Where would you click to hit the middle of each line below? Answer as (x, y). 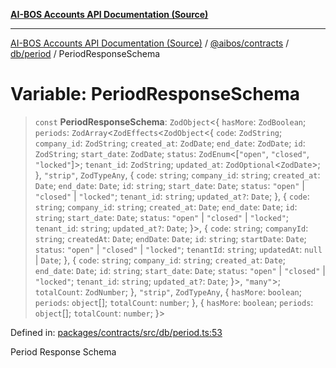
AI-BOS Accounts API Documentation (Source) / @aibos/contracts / (150, 43)
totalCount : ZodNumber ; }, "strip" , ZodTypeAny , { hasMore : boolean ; (168, 291)
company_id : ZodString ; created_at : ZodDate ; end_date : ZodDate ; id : (170, 143)
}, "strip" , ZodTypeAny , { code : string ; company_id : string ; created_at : (177, 175)
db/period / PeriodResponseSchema (85, 53)
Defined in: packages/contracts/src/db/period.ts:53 (116, 332)
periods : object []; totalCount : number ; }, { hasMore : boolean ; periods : (174, 302)
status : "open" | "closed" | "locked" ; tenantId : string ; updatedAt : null (178, 249)
